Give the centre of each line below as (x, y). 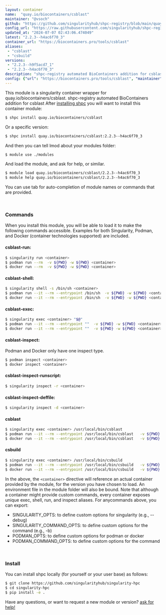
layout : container (24, 10)
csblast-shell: (20, 278)
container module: (24, 108)
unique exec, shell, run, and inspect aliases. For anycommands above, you (81, 500)
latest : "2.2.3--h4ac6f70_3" (35, 38)
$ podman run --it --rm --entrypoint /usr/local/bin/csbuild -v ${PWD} (83, 465)
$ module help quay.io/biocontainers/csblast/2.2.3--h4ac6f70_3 (73, 178)
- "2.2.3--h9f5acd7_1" (31, 65)
